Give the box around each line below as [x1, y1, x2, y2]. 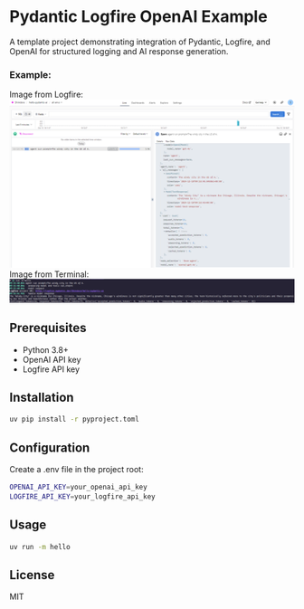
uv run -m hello [9, 542, 71, 551]
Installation [9, 390, 74, 405]
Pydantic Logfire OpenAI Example [9, 6, 269, 27]
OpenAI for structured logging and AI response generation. [9, 45, 229, 56]
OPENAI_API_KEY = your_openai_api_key [9, 482, 147, 492]
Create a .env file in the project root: [9, 464, 144, 475]
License [9, 567, 55, 583]
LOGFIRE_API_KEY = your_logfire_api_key [9, 492, 156, 501]
